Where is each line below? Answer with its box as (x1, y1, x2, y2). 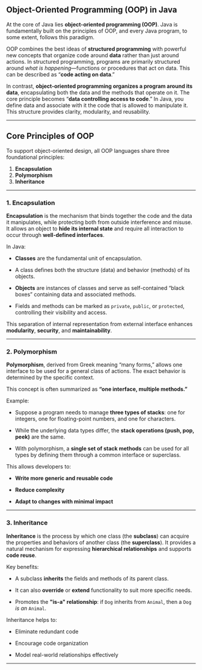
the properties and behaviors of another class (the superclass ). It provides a (6, 538, 196, 546)
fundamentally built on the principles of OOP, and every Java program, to (6, 27, 188, 34)
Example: (6, 397, 29, 405)
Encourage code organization (14, 639, 88, 647)
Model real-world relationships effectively (14, 651, 118, 658)
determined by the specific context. (6, 374, 94, 381)
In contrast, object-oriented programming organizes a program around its (6, 82, 193, 90)
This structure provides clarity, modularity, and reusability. (6, 108, 150, 115)
